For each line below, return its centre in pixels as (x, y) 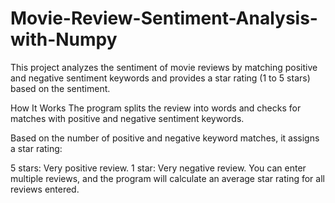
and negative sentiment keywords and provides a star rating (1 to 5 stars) (160, 78)
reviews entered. (45, 189)
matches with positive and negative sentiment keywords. (127, 118)
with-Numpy (64, 39)
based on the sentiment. (60, 88)
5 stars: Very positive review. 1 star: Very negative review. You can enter (158, 168)
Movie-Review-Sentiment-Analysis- (164, 18)
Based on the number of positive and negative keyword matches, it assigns (165, 138)
